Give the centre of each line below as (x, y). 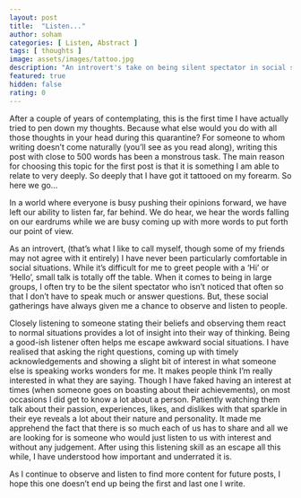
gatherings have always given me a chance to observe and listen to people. (149, 305)
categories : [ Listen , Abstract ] (74, 43)
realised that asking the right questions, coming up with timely (124, 352)
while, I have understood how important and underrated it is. (121, 456)
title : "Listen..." (48, 26)
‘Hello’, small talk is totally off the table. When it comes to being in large (141, 277)
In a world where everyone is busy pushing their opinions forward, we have (148, 202)
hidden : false (36, 84)
